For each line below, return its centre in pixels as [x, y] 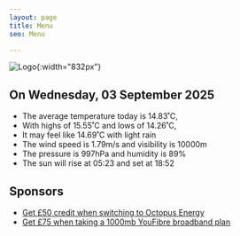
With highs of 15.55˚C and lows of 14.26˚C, [99, 126]
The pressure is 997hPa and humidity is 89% [104, 154]
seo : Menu [27, 34]
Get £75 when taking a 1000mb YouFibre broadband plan [126, 222]
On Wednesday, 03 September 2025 [112, 94]
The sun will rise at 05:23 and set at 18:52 [98, 163]
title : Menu [31, 26]
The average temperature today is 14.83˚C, [100, 116]
